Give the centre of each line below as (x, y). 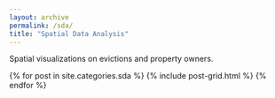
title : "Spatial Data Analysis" (69, 34)
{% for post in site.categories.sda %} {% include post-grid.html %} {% (138, 76)
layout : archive (39, 17)
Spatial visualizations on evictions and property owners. (111, 59)
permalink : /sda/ (41, 26)
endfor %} (28, 86)
